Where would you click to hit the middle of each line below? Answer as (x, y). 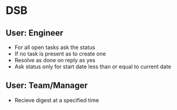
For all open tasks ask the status (55, 47)
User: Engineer (35, 33)
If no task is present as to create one (60, 54)
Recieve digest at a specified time (57, 100)
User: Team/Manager (47, 86)
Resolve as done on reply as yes (55, 60)
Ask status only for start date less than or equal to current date (93, 66)
